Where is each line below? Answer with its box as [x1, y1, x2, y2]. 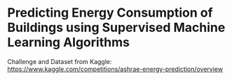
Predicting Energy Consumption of [7, 5, 213, 21]
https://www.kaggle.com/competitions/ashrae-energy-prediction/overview [7, 65, 223, 73]
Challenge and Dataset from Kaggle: [7, 57, 112, 65]
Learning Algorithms [7, 35, 130, 50]
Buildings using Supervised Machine [7, 19, 226, 35]
